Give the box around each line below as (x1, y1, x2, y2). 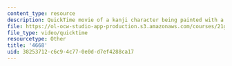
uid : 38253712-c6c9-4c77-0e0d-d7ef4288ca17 (7, 49, 135, 56)
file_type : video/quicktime (7, 29, 88, 36)
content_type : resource (7, 10, 76, 17)
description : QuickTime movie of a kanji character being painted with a (7, 16, 224, 23)
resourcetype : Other (7, 36, 67, 43)
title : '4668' (7, 42, 48, 49)
